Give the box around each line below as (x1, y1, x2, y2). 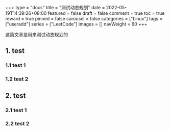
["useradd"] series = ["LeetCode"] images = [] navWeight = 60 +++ (5, 21, 148, 27)
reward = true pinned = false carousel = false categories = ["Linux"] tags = (5, 16, 163, 21)
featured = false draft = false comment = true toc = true (47, 10, 165, 16)
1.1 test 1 (5, 62, 26, 69)
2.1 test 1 (5, 107, 27, 114)
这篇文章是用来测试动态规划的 (5, 32, 68, 37)
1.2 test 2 (5, 75, 29, 83)
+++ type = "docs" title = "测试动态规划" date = (5, 5, 105, 10)
